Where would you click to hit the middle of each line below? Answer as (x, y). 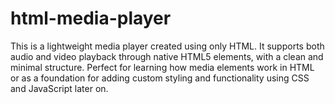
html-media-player (91, 18)
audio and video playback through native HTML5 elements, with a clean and (167, 56)
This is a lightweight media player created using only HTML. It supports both (167, 46)
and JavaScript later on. (59, 88)
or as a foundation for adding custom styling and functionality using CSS (160, 78)
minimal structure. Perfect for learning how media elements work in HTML (162, 67)
